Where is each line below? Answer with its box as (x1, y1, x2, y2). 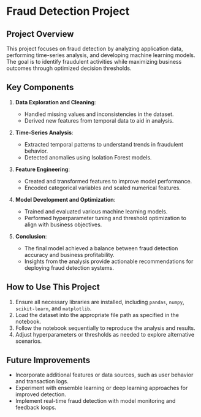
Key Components (6, 82, 74, 93)
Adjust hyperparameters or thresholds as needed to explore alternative (15, 331, 195, 338)
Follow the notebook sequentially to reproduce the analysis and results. (15, 324, 196, 332)
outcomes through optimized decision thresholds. (6, 64, 132, 72)
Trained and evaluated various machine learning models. (24, 207, 168, 215)
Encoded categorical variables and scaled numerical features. (24, 184, 181, 191)
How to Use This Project (6, 282, 100, 293)
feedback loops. (15, 404, 56, 411)
